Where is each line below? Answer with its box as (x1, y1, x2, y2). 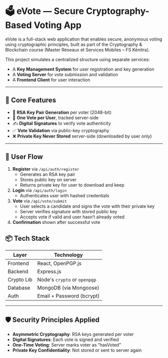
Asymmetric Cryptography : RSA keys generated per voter (12, 331, 134, 337)
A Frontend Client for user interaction (12, 77, 90, 83)
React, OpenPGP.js (37, 260, 81, 267)
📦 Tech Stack (5, 234, 50, 242)
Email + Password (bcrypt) (37, 292, 100, 299)
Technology (54, 251, 83, 258)
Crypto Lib (7, 276, 32, 283)
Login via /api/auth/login (12, 187, 67, 193)
